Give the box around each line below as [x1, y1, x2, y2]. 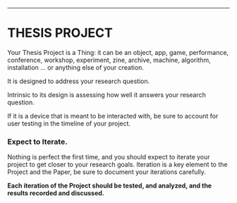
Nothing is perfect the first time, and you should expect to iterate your [7, 153, 210, 161]
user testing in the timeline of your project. [7, 119, 131, 128]
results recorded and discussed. [7, 189, 104, 197]
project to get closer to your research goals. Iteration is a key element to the [7, 160, 228, 169]
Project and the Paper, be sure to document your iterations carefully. [7, 168, 207, 176]
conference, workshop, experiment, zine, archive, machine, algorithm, [7, 56, 212, 64]
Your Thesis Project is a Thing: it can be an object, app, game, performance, [7, 48, 229, 56]
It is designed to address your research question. [7, 77, 150, 85]
